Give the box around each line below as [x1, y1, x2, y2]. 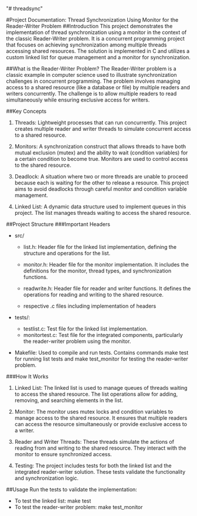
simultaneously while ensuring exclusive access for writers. [6, 96, 150, 103]
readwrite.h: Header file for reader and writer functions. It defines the [23, 285, 191, 292]
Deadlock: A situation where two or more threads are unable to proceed [14, 173, 188, 180]
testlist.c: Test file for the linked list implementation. [23, 325, 148, 332]
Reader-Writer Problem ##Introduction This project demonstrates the [6, 23, 173, 29]
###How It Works [6, 373, 49, 380]
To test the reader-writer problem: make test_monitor [14, 504, 143, 510]
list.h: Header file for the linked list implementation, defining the [23, 244, 177, 250]
